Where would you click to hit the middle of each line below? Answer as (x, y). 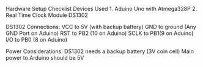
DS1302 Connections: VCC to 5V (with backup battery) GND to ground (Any (101, 27)
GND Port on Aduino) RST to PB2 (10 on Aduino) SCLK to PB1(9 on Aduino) (100, 33)
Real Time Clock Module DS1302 (47, 15)
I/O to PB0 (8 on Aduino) (37, 40)
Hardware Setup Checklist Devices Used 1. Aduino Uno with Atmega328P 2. (102, 9)
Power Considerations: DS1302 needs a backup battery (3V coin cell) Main (100, 51)
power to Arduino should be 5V (45, 58)
